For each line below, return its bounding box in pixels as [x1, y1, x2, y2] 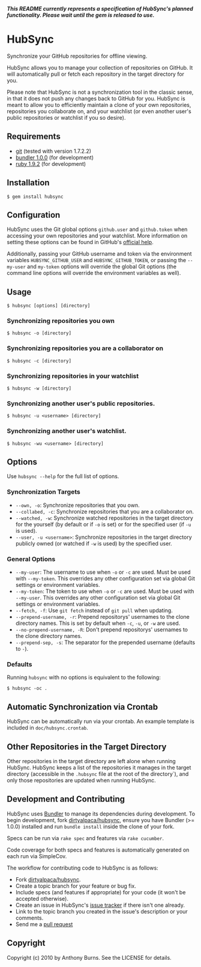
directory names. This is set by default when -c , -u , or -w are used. [15, 619, 181, 627]
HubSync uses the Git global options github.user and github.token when [7, 226, 188, 233]
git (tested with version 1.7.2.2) [15, 147, 92, 155]
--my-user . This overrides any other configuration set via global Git [15, 594, 181, 601]
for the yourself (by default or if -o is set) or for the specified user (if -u [15, 520, 191, 528]
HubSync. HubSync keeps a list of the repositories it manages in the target [7, 764, 191, 771]
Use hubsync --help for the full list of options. [7, 473, 119, 480]
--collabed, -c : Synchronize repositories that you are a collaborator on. [15, 508, 194, 515]
